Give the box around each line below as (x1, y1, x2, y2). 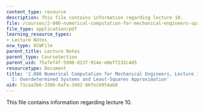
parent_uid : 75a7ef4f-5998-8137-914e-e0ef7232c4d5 (6, 59, 137, 65)
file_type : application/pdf (6, 25, 78, 32)
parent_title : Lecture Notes (6, 48, 80, 54)
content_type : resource (6, 8, 67, 15)
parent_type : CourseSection (6, 54, 78, 60)
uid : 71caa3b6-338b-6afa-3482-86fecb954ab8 (6, 82, 118, 88)
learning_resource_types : (6, 31, 72, 38)
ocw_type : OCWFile (6, 43, 53, 49)
